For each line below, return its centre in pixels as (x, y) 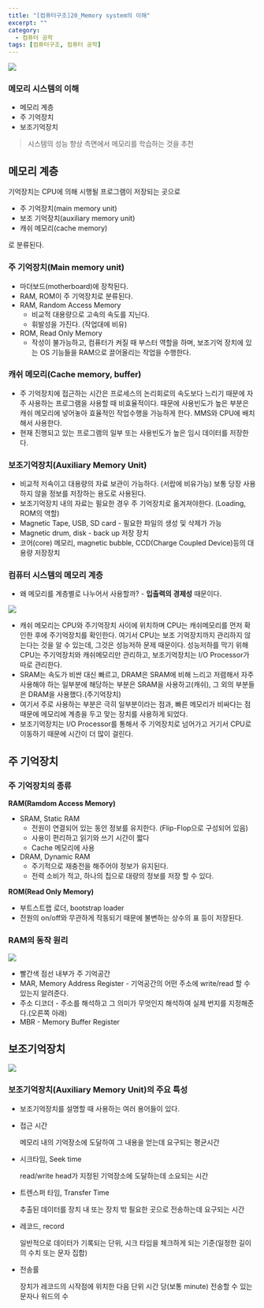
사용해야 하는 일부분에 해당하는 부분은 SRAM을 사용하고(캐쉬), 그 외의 (126, 684)
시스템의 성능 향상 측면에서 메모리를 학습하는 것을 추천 (111, 144)
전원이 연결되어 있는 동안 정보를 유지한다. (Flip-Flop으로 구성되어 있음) (139, 828)
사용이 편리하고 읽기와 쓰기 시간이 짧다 (90, 838)
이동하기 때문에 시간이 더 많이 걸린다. (76, 734)
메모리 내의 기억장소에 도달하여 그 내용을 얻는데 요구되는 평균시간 (119, 1142)
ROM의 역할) (39, 513)
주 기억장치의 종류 (40, 785)
